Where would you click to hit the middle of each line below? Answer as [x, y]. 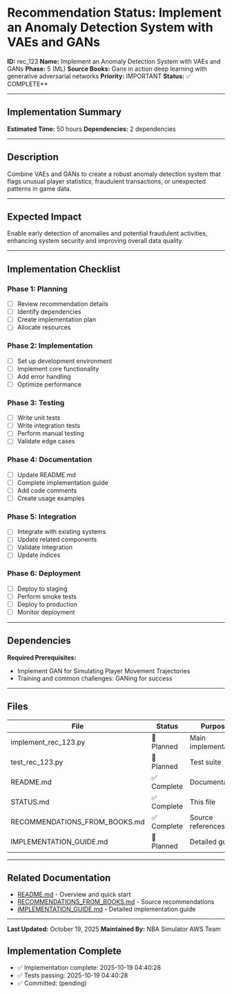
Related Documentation [59, 878]
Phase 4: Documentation [50, 460]
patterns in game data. [39, 188]
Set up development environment [65, 361]
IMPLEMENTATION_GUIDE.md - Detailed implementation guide [106, 909]
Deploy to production [47, 604]
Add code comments [47, 490]
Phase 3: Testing [36, 402]
